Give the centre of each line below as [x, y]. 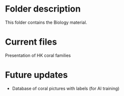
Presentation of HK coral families [38, 55]
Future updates [36, 75]
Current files [31, 42]
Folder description [43, 9]
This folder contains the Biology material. [46, 22]
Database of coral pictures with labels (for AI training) [66, 88]
